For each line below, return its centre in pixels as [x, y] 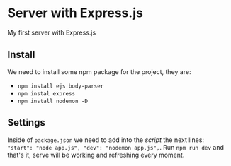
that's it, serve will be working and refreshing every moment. [96, 155]
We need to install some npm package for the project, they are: [99, 71]
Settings [27, 123]
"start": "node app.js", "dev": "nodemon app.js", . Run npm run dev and [116, 147]
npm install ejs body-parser [61, 86]
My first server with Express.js [52, 32]
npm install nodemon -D [53, 101]
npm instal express [46, 93]
